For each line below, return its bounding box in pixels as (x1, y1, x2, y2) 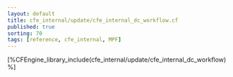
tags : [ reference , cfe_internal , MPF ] (7, 36, 121, 43)
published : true (7, 23, 55, 30)
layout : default (7, 10, 55, 17)
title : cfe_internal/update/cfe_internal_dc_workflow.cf (7, 17, 179, 24)
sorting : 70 (7, 29, 42, 37)
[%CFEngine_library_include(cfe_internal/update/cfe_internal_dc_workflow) (7, 55, 227, 64)
